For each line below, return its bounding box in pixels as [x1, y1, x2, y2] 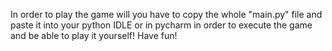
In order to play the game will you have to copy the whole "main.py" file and [10, 9, 323, 20]
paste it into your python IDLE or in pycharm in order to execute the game [10, 19, 313, 31]
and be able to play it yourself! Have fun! [10, 30, 178, 41]
